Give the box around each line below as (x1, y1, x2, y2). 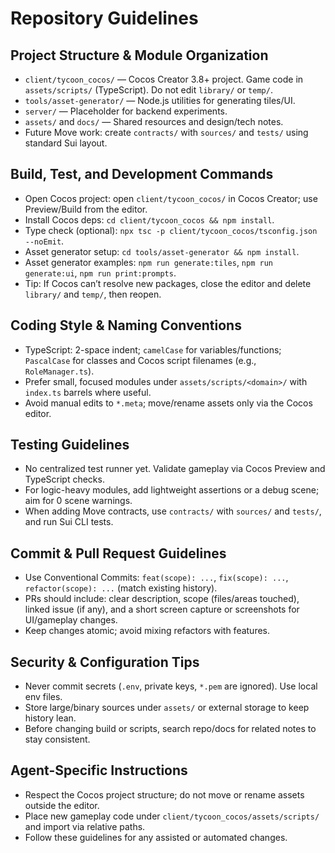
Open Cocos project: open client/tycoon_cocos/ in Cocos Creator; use (24, 192, 318, 204)
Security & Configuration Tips (10, 653, 200, 671)
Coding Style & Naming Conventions (10, 317, 242, 334)
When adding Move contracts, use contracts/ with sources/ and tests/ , (24, 505, 322, 517)
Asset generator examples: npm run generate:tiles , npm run (24, 256, 273, 268)
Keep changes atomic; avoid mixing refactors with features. (24, 625, 271, 637)
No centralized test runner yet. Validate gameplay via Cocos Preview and (24, 463, 326, 475)
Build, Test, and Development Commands (10, 166, 274, 183)
